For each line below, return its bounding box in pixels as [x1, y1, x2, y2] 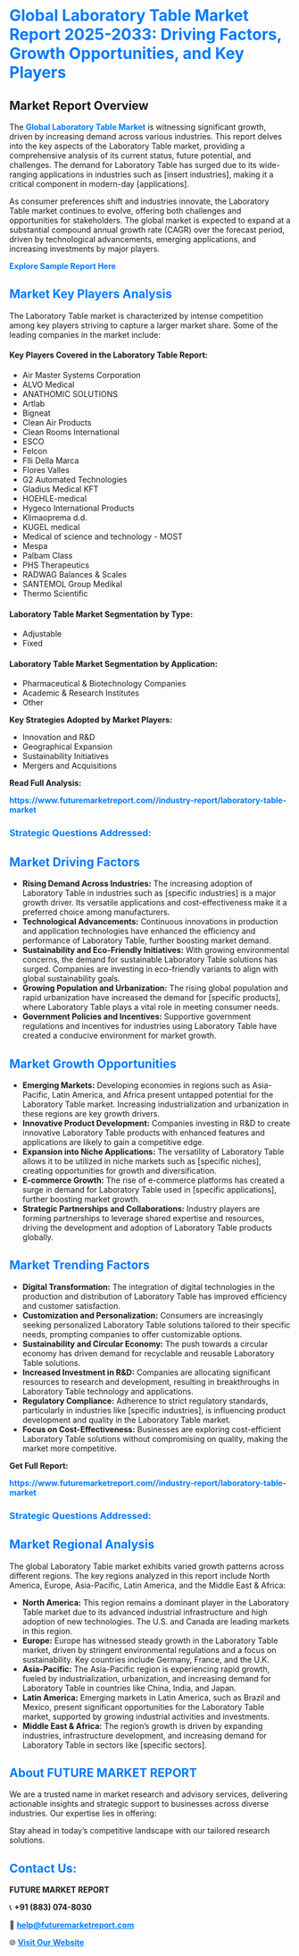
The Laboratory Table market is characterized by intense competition [9, 310, 263, 321]
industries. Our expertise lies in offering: [9, 1808, 157, 1819]
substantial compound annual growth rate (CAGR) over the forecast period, [9, 224, 286, 235]
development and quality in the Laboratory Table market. [21, 1414, 231, 1425]
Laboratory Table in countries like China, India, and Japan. [21, 1682, 237, 1693]
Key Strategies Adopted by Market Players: [9, 714, 173, 725]
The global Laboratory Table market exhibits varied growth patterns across [9, 1561, 285, 1572]
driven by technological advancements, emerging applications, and [9, 234, 257, 244]
